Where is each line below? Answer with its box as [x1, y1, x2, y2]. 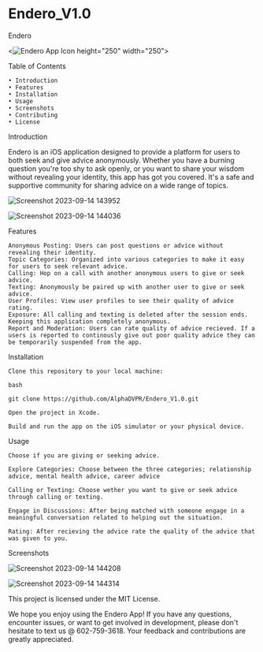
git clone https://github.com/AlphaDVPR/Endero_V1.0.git [8, 395, 199, 403]
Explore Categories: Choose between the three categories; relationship [8, 465, 252, 473]
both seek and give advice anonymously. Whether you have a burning [8, 155, 235, 165]
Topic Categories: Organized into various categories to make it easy [8, 255, 245, 263]
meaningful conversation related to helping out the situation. [8, 513, 224, 521]
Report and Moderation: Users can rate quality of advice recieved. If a [8, 324, 256, 332]
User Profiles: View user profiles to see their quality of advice [8, 296, 235, 304]
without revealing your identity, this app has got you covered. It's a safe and [8, 172, 254, 181]
